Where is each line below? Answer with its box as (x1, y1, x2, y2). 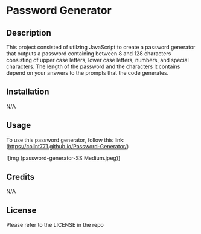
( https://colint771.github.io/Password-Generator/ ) (6, 142, 129, 150)
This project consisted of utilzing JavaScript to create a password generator (6, 43, 196, 51)
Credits (6, 172, 35, 182)
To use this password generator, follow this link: (6, 136, 125, 144)
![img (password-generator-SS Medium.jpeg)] (6, 154, 121, 162)
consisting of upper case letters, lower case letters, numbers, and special (6, 57, 189, 63)
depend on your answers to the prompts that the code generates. (6, 69, 169, 76)
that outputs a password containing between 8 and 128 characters (6, 50, 171, 57)
